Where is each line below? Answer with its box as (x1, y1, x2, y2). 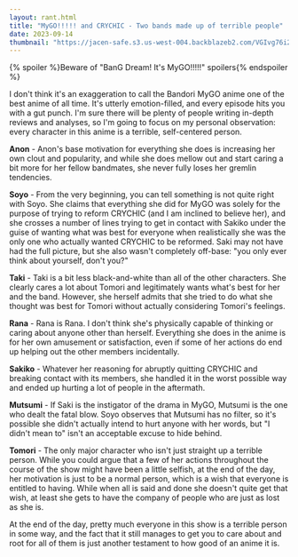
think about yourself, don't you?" (9, 255, 129, 267)
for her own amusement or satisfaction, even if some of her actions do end (9, 337, 283, 347)
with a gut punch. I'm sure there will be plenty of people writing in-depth (9, 107, 274, 118)
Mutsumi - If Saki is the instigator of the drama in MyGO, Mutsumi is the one (9, 400, 288, 410)
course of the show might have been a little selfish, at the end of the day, (9, 464, 276, 475)
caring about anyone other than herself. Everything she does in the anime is (9, 328, 286, 338)
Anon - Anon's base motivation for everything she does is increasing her (9, 144, 276, 155)
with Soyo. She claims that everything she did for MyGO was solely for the (9, 199, 281, 210)
